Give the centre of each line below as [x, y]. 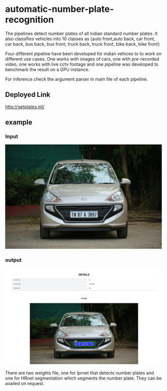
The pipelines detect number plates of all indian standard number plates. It [82, 33]
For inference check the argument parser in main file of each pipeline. [77, 79]
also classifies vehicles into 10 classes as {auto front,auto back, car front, [80, 39]
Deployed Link [28, 95]
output [13, 260]
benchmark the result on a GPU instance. [47, 69]
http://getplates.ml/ [25, 107]
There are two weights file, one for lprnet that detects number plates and [80, 373]
